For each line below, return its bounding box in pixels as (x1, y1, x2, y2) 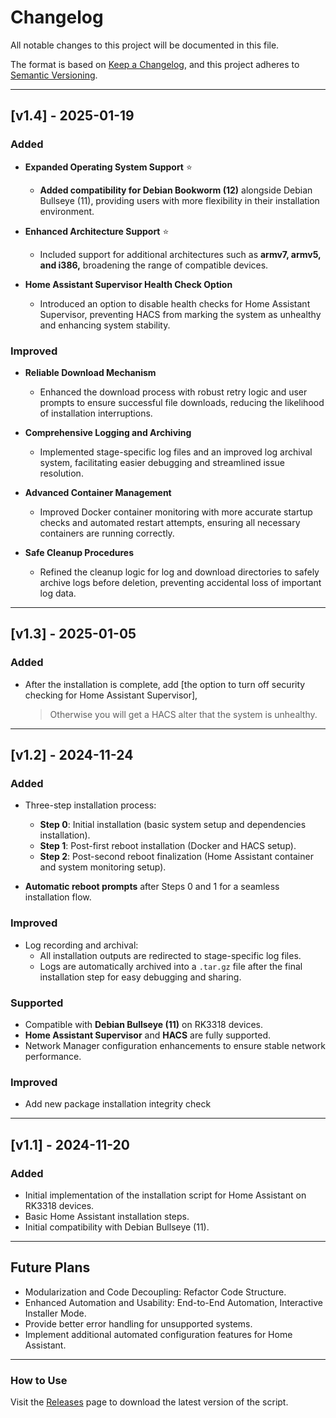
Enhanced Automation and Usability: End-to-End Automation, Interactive (24, 1296, 323, 1308)
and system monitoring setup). (39, 861, 167, 873)
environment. (39, 205, 95, 217)
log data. (39, 587, 77, 599)
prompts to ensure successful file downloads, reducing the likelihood (39, 396, 325, 408)
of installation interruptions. (39, 407, 153, 419)
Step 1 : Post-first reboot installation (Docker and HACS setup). (39, 840, 297, 852)
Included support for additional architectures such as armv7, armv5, (39, 248, 322, 260)
